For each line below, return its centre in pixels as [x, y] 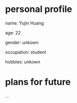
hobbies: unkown [23, 61]
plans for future [38, 82]
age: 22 [13, 32]
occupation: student [26, 52]
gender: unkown [22, 42]
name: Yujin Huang [25, 23]
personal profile [39, 9]
